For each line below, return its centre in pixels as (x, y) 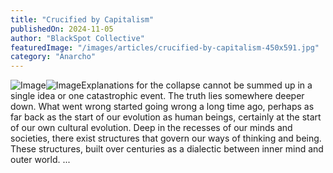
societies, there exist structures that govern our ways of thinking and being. (166, 138)
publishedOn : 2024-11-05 (62, 29)
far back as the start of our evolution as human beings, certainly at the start (166, 117)
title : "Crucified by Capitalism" (82, 19)
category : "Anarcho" (53, 57)
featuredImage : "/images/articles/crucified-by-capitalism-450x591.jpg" (165, 47)
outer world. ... (40, 160)
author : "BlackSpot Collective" (77, 38)
